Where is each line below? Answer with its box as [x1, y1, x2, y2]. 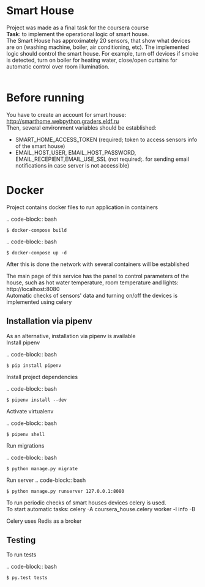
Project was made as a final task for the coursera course [6, 24, 149, 31]
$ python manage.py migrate [6, 465, 78, 471]
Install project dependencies [6, 373, 78, 380]
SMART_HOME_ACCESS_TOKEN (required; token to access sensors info [15, 136, 198, 143]
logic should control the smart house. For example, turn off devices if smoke [6, 50, 199, 57]
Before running [6, 91, 84, 105]
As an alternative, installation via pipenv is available [6, 332, 136, 339]
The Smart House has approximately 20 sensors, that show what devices [6, 37, 191, 44]
